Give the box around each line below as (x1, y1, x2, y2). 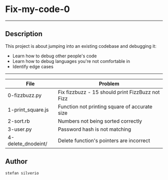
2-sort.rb (7, 117, 30, 124)
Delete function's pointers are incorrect (57, 137, 150, 144)
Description (5, 30, 42, 38)
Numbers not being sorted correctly (57, 117, 142, 124)
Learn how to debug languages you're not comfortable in (12, 58, 130, 64)
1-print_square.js (7, 106, 49, 113)
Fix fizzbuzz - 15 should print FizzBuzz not (57, 88, 160, 96)
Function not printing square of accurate (57, 103, 152, 110)
